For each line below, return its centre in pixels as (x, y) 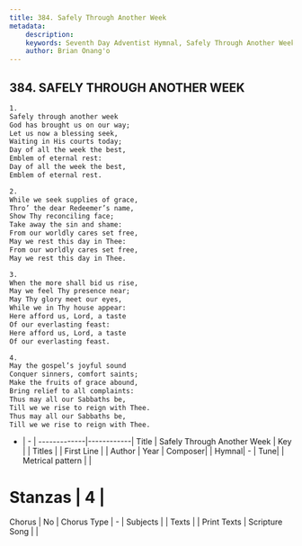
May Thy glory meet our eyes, (66, 300)
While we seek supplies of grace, (74, 200)
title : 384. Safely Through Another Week (88, 18)
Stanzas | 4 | (58, 497)
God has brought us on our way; (70, 125)
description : (50, 34)
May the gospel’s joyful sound (68, 366)
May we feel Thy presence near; (70, 291)
